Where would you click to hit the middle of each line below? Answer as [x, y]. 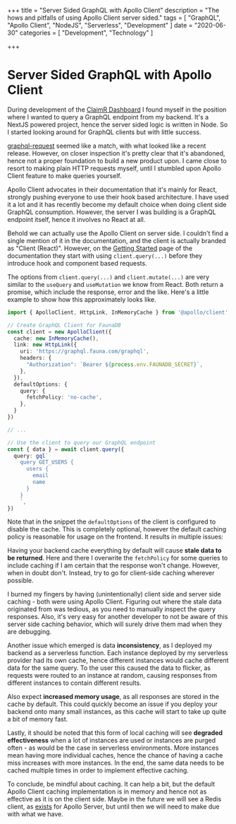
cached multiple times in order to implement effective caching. [98, 770]
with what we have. [35, 814]
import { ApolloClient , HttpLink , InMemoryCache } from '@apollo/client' [118, 312]
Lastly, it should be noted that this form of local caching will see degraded [115, 733]
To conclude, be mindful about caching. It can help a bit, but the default [111, 784]
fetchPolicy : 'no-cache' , [64, 398]
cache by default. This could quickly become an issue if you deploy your [113, 704]
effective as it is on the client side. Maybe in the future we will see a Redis [114, 799]
